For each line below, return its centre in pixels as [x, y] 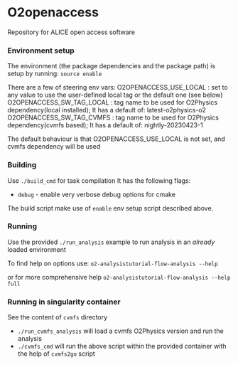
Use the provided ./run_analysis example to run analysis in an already [111, 242]
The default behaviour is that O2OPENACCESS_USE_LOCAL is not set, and [116, 139]
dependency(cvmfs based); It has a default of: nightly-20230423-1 [106, 125]
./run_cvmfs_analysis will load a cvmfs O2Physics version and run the [120, 331]
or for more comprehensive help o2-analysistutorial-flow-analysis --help [119, 277]
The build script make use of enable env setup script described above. [110, 208]
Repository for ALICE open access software [71, 32]
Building [22, 165]
